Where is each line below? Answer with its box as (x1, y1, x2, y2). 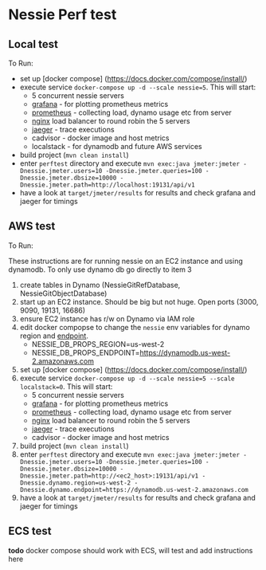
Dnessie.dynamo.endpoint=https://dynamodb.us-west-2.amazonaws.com (19, 485, 248, 493)
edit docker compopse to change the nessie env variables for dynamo (19, 322, 251, 332)
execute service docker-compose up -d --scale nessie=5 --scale (19, 373, 235, 383)
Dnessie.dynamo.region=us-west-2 (19, 478, 131, 487)
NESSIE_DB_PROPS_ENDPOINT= (31, 348, 140, 357)
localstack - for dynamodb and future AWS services (31, 142, 202, 151)
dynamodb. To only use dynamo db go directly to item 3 (8, 265, 193, 274)
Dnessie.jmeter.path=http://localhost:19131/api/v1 (19, 181, 195, 189)
